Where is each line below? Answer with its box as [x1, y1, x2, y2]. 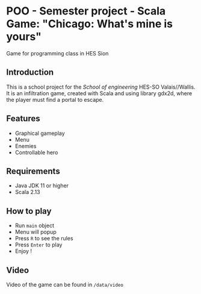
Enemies [14, 142, 37, 149]
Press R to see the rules [14, 235, 73, 242]
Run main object [14, 222, 54, 230]
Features [6, 113, 40, 124]
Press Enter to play [14, 241, 63, 248]
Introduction [6, 67, 54, 78]
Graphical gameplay [14, 130, 65, 137]
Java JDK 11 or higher [14, 182, 69, 189]
